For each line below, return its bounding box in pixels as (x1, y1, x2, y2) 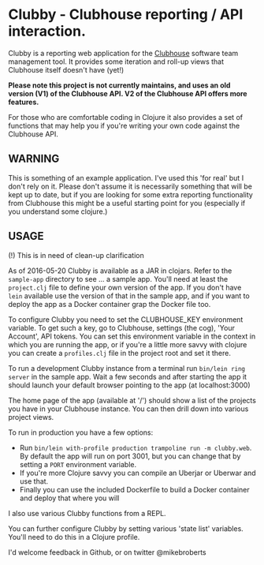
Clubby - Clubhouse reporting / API (8, 6, 244, 24)
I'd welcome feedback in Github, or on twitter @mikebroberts (8, 547, 206, 557)
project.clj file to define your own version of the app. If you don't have (8, 282, 242, 292)
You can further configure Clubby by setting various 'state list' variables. (8, 523, 244, 533)
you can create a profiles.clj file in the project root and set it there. (8, 348, 231, 357)
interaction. (8, 22, 87, 40)
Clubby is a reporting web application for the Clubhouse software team (8, 48, 239, 58)
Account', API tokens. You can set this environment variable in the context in (8, 331, 256, 341)
